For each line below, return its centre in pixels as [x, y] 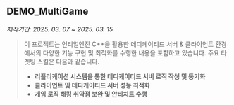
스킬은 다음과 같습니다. [68, 62]
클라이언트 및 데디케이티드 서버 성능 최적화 [92, 85]
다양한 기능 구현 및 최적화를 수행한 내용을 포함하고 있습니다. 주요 [131, 52]
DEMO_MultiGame [48, 12]
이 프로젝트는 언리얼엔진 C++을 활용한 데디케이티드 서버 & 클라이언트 [119, 44]
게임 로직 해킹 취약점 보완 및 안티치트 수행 [91, 94]
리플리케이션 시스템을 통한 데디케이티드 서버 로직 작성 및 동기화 [120, 76]
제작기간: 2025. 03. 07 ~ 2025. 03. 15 [60, 29]
